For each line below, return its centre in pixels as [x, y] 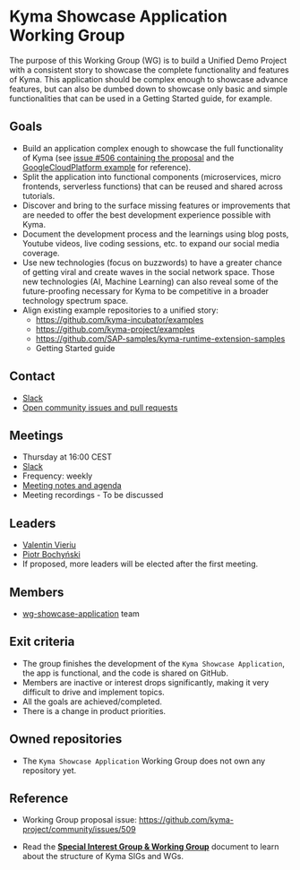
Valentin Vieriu [49, 545]
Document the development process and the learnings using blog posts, [155, 234]
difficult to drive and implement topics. [94, 692]
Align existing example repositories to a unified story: [120, 310]
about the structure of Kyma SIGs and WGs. [103, 857]
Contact [32, 377]
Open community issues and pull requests [100, 407]
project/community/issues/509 [79, 830]
